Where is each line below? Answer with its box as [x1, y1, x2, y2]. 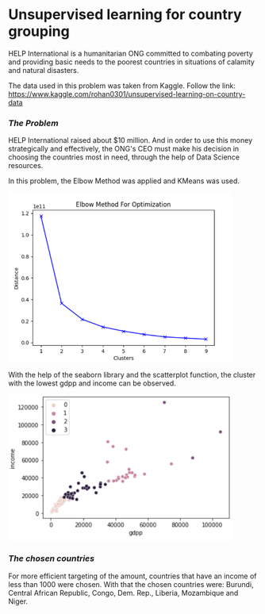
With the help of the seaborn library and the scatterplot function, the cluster [8, 370, 256, 379]
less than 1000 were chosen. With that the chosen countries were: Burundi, [8, 579, 254, 589]
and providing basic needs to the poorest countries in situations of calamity [8, 57, 255, 67]
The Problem [8, 117, 59, 129]
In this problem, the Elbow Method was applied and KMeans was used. [8, 176, 240, 186]
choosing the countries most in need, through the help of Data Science [8, 152, 240, 162]
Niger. [8, 597, 29, 606]
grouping [8, 22, 70, 40]
